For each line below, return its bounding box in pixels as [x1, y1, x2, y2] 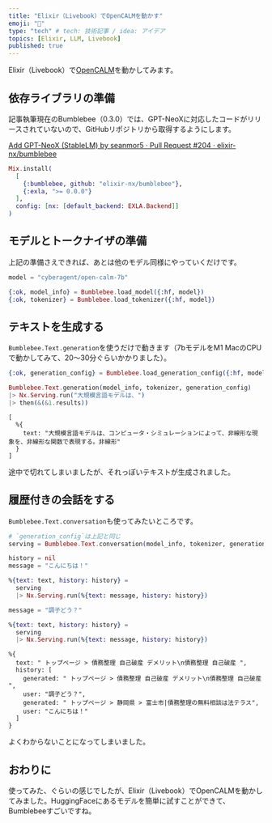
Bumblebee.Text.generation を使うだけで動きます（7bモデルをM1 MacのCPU [8, 343, 261, 353]
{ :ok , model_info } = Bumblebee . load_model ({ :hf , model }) [8, 288, 205, 296]
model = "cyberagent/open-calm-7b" [8, 273, 129, 282]
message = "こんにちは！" [8, 562, 89, 571]
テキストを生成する [8, 320, 104, 333]
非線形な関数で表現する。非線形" [26, 438, 121, 446]
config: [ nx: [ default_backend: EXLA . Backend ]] [15, 202, 180, 210]
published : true [8, 42, 63, 50]
